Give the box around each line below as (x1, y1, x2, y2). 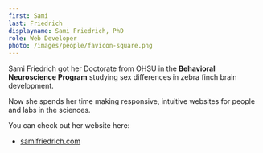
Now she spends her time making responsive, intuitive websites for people (8, 97, 256, 106)
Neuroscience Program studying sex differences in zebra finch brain (8, 72, 237, 82)
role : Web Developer (8, 34, 78, 43)
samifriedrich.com (19, 136, 81, 146)
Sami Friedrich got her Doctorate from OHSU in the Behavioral (8, 64, 216, 73)
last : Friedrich (8, 19, 63, 27)
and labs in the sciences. (8, 105, 91, 115)
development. (8, 81, 54, 91)
